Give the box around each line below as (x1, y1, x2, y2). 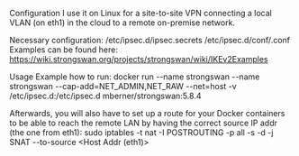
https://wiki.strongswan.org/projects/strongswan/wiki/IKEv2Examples (9, 54, 268, 64)
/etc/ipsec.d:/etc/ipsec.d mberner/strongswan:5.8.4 (9, 90, 202, 101)
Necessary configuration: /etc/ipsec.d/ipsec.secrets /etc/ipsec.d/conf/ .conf (9, 35, 291, 45)
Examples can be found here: (9, 44, 119, 55)
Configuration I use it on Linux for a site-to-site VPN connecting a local (9, 8, 272, 18)
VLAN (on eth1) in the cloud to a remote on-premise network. (9, 17, 236, 28)
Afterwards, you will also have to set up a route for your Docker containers (9, 108, 285, 118)
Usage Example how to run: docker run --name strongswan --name (9, 71, 260, 82)
